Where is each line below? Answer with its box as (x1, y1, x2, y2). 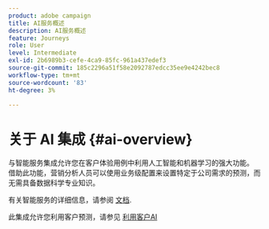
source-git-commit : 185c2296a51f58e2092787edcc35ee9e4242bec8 (8, 64, 220, 72)
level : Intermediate (8, 49, 78, 57)
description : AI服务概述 (8, 26, 86, 34)
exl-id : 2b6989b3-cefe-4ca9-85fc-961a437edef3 (8, 57, 167, 65)
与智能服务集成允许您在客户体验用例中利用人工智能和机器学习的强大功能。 (8, 158, 254, 168)
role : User (8, 42, 45, 50)
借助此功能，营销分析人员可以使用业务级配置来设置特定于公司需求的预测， (8, 168, 254, 178)
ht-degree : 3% (8, 86, 56, 94)
